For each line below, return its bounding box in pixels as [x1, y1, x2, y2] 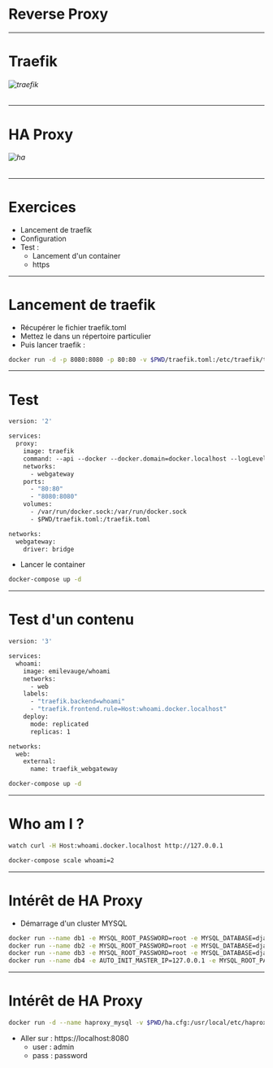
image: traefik [23, 447, 75, 456]
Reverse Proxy [8, 5, 109, 24]
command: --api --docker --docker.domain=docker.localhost [23, 455, 227, 463]
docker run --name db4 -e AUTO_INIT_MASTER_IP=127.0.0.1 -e [8, 957, 217, 965]
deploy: [23, 713, 49, 721]
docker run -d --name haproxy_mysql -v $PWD [8, 1018, 162, 1027]
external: [23, 757, 57, 765]
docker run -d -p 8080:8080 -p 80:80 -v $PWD [8, 355, 165, 364]
